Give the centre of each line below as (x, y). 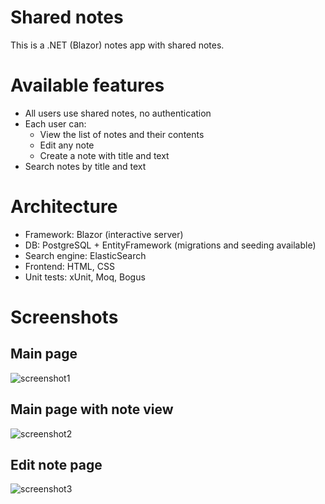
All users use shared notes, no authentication (118, 113)
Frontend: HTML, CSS (69, 266)
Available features (87, 85)
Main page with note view (92, 409)
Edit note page (56, 465)
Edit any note (67, 145)
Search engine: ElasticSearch (85, 255)
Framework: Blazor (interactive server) (104, 234)
